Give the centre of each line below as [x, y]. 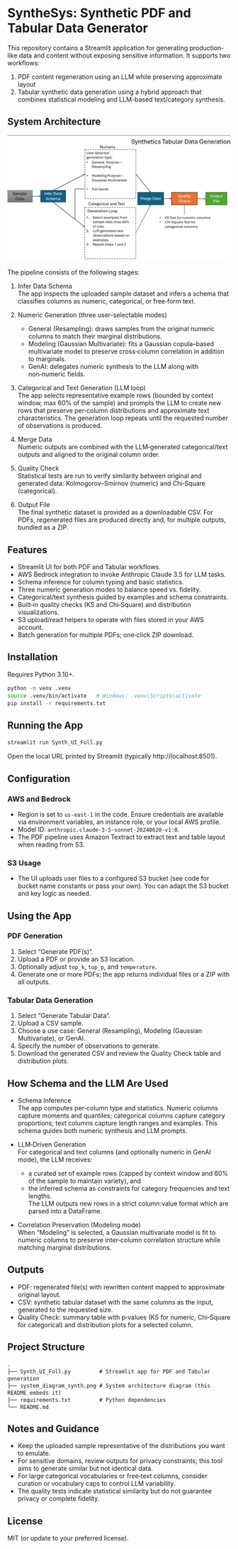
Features [27, 550]
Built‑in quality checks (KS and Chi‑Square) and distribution [104, 605]
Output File [34, 505]
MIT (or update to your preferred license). [68, 1538]
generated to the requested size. [65, 1309]
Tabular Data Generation [50, 1000]
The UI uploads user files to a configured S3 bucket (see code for [113, 879]
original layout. [39, 1295]
